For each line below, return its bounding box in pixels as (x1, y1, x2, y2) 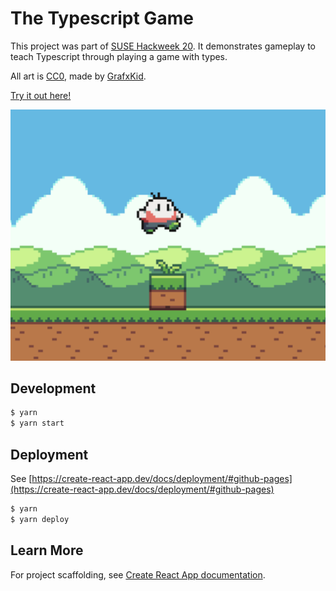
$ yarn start (10, 418, 65, 429)
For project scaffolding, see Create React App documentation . (10, 568, 266, 581)
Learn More (10, 542, 84, 559)
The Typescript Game (10, 7, 194, 30)
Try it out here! (10, 89, 72, 101)
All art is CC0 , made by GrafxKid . (10, 70, 147, 82)
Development (10, 380, 97, 397)
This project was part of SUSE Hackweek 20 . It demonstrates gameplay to (10, 40, 316, 52)
